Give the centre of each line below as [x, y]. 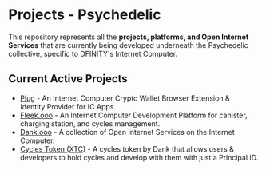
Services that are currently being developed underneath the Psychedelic [129, 45]
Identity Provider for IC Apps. [68, 106]
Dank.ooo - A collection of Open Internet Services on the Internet [127, 132]
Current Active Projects [68, 79]
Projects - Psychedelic [85, 15]
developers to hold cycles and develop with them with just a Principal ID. [139, 157]
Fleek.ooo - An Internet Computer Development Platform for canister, [133, 115]
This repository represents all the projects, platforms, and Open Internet [129, 37]
